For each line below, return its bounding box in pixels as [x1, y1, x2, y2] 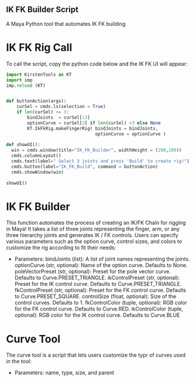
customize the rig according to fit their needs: [6, 244, 116, 251]
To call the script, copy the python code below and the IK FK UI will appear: [6, 60, 188, 67]
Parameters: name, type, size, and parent [14, 369, 115, 376]
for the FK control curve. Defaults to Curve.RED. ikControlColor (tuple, [14, 305, 183, 313]
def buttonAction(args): [6, 98, 67, 104]
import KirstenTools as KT [6, 72, 72, 77]
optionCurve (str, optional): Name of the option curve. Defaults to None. [14, 262, 188, 269]
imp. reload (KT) [6, 82, 46, 89]
